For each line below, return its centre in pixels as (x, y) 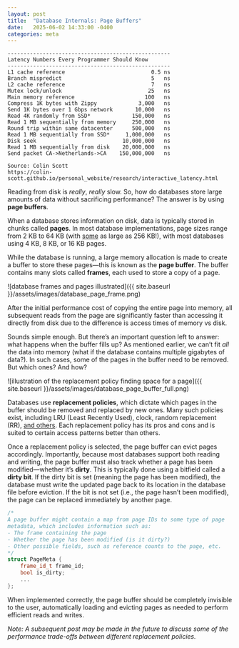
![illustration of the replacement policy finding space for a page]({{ (105, 381)
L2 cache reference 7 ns (89, 85)
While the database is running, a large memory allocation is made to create (117, 257)
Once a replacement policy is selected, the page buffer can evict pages (112, 447)
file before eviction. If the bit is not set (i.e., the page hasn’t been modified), (118, 492)
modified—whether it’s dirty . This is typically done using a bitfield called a (116, 469)
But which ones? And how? (47, 367)
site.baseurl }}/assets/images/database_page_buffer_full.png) (98, 389)
